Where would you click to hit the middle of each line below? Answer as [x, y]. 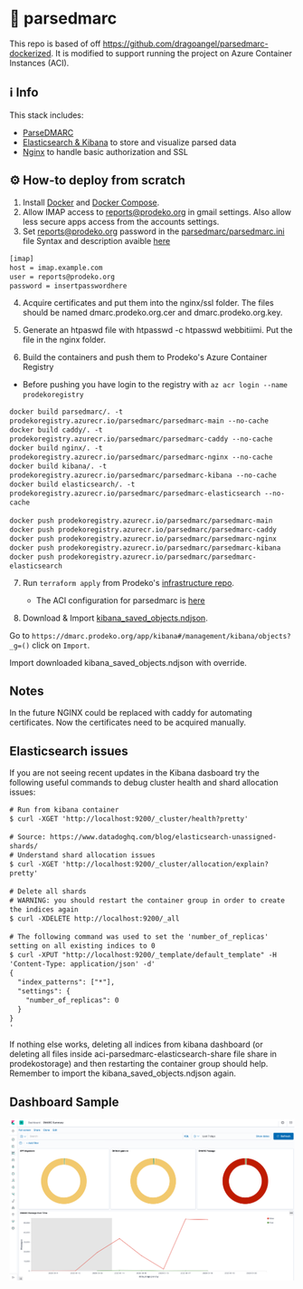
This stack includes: [47, 115]
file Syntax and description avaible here [96, 240]
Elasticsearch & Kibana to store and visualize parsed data [129, 142]
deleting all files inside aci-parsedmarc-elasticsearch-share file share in [143, 1054]
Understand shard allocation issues [86, 855]
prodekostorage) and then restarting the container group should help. [139, 1064]
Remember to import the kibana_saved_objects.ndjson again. [123, 1073]
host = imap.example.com [56, 268]
